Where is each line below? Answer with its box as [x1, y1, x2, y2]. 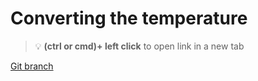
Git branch [10, 60, 54, 72]
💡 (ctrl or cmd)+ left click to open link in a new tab [34, 40, 245, 52]
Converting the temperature [10, 7, 248, 30]
